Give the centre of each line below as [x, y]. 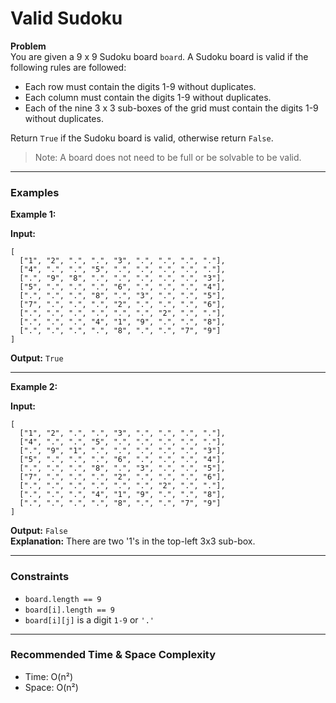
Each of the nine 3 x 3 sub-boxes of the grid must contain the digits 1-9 [171, 108]
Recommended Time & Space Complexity [113, 655]
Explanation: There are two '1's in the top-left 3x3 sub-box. [133, 541]
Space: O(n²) [51, 687]
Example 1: [33, 214]
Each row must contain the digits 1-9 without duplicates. [140, 86]
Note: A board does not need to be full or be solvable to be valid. [168, 157]
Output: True [37, 358]
